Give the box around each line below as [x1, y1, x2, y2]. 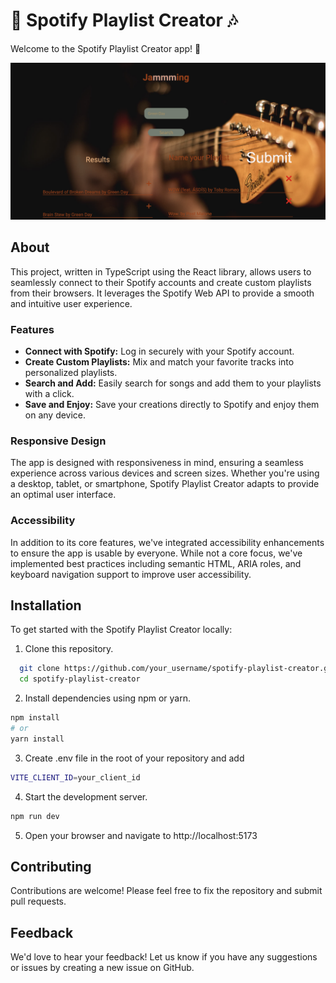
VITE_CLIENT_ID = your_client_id [10, 772, 141, 783]
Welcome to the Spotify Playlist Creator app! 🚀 [10, 42, 202, 54]
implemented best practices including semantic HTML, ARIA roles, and [10, 557, 302, 569]
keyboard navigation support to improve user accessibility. [10, 568, 252, 580]
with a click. [24, 388, 75, 400]
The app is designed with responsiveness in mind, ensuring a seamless [10, 457, 304, 469]
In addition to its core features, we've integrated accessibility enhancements [10, 536, 325, 548]
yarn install [10, 734, 65, 744]
